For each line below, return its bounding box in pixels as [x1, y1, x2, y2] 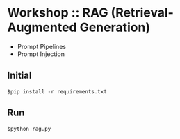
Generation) [79, 19, 151, 35]
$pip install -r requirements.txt [7, 88, 108, 95]
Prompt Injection [17, 50, 65, 58]
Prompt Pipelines [17, 42, 67, 50]
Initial [7, 70, 32, 82]
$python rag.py [7, 125, 51, 132]
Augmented [7, 19, 78, 35]
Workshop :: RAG [7, 5, 108, 21]
